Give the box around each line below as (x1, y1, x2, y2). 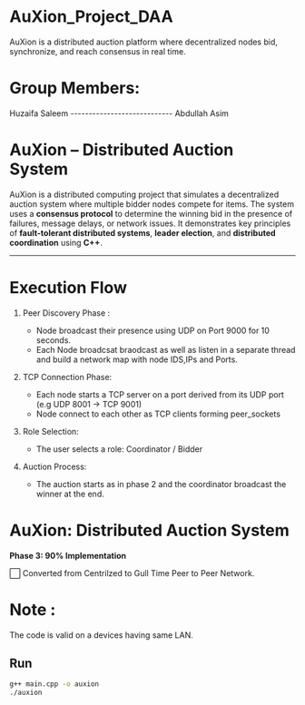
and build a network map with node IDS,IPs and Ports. (35, 354, 238, 365)
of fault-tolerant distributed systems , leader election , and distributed (9, 227, 276, 238)
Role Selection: (22, 426, 79, 436)
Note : (9, 599, 56, 620)
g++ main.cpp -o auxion (9, 680, 100, 689)
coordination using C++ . (9, 237, 103, 248)
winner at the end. (35, 488, 104, 499)
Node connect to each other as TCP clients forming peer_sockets (35, 408, 281, 419)
